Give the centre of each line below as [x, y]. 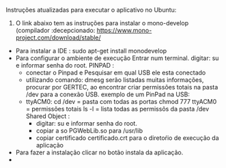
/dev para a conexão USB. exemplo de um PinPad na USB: [108, 94]
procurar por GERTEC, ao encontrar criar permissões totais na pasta [122, 87]
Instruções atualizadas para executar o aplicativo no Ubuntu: [91, 10]
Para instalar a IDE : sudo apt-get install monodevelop [91, 51]
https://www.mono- [124, 30]
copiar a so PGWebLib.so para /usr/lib [89, 130]
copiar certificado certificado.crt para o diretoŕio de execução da [127, 138]
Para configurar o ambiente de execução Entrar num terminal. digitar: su [117, 58]
